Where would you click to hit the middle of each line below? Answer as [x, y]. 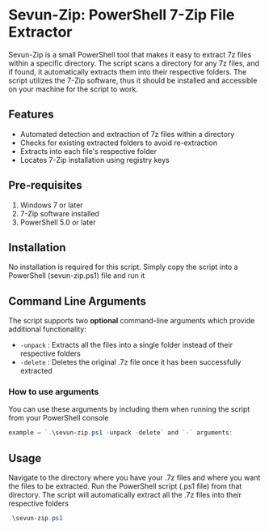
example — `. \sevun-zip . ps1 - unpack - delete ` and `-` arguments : [120, 433]
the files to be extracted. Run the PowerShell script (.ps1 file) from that [125, 486]
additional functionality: [47, 329]
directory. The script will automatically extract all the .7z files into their [125, 495]
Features [31, 115]
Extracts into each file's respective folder [88, 151]
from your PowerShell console [59, 418]
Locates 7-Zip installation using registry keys [95, 160]
